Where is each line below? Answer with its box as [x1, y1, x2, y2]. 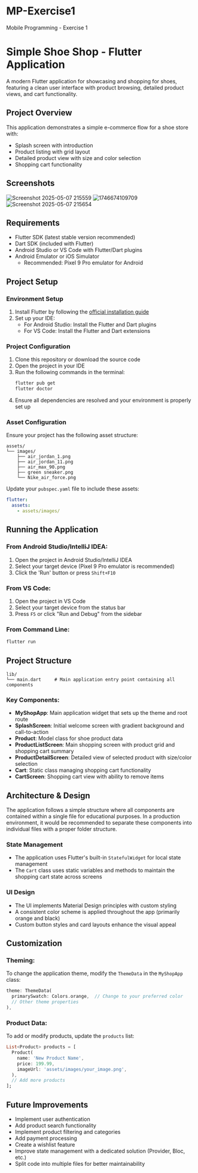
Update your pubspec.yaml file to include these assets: [6, 485, 139, 492]
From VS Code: [6, 584, 51, 592]
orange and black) [14, 915, 60, 922]
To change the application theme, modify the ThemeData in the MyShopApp [6, 970, 184, 977]
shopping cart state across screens [14, 873, 103, 880]
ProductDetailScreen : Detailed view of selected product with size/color [14, 754, 192, 761]
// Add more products [11, 1078, 66, 1084]
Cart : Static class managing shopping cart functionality [14, 766, 151, 774]
